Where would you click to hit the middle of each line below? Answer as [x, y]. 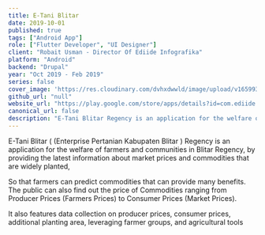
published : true [35, 30]
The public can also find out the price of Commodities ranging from [118, 190]
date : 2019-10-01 [37, 23]
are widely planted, [39, 166]
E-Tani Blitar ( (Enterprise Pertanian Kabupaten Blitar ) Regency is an [119, 141]
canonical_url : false [44, 112]
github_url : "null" [40, 97]
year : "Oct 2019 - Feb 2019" [56, 74]
